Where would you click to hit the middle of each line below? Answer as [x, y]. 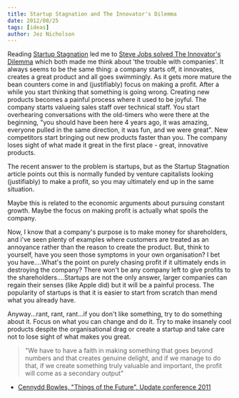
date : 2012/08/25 [33, 21]
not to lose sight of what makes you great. [69, 337]
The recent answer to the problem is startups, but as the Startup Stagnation [118, 167]
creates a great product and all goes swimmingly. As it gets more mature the [119, 77]
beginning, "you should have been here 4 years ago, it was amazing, [108, 123]
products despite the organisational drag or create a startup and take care [116, 330]
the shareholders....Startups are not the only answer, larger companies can [117, 277]
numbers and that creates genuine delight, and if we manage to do [123, 358]
